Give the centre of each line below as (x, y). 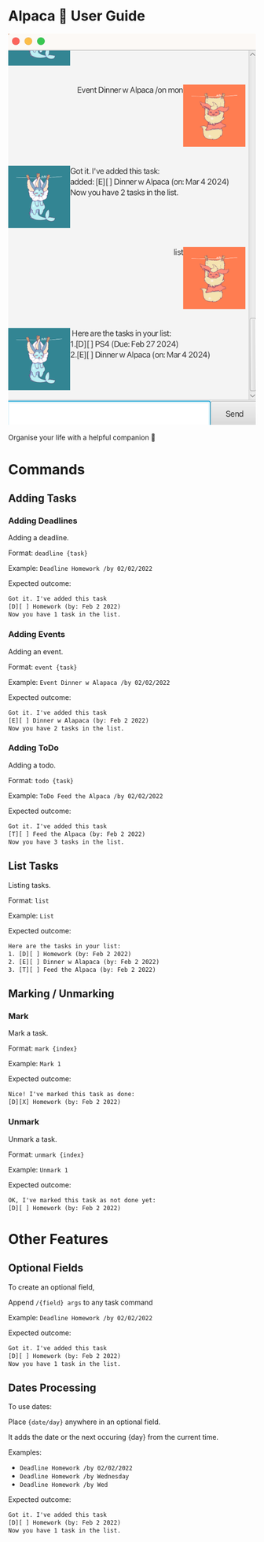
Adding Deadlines (43, 521)
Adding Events (37, 635)
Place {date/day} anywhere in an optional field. (84, 1422)
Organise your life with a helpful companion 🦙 (82, 438)
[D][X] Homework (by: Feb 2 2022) (65, 1102)
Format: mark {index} (43, 1048)
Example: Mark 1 (35, 1064)
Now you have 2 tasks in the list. (66, 728)
